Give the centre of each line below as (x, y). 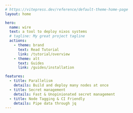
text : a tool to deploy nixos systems (48, 32)
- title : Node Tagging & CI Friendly (47, 99)
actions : (18, 41)
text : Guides (31, 63)
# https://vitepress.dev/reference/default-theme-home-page (67, 9)
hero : (10, 23)
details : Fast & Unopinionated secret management (65, 94)
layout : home (18, 14)
